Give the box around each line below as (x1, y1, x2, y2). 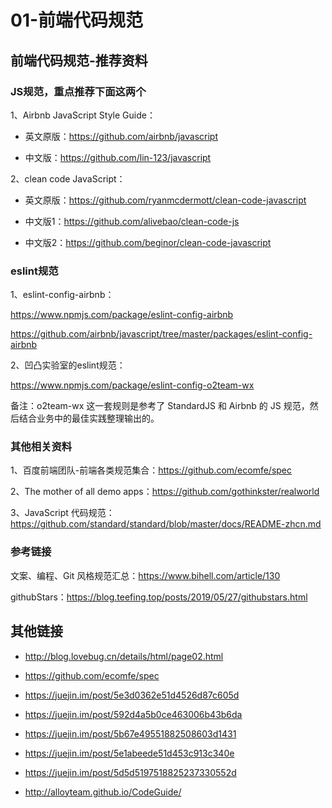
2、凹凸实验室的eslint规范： (10, 359, 126, 371)
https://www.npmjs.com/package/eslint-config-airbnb (10, 309, 234, 321)
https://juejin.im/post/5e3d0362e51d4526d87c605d (24, 689, 240, 701)
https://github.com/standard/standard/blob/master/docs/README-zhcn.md (10, 518, 322, 530)
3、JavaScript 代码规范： (10, 507, 115, 519)
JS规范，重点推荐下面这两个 (10, 84, 147, 98)
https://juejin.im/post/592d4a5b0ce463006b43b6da (24, 708, 243, 720)
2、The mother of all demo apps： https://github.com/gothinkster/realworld (10, 486, 320, 498)
